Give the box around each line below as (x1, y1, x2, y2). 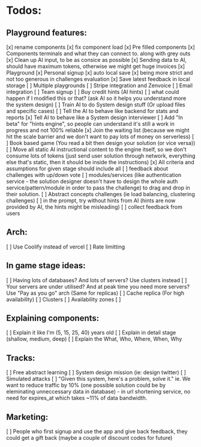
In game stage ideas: (6, 260, 86, 271)
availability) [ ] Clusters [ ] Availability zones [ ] (6, 295, 121, 303)
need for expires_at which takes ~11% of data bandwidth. (6, 395, 148, 402)
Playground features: (6, 28, 87, 38)
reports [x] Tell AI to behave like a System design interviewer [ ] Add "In (6, 114, 183, 121)
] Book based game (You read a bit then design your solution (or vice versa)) (6, 140, 196, 146)
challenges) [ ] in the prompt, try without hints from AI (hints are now (6, 197, 176, 204)
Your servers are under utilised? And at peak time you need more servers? (6, 283, 190, 290)
